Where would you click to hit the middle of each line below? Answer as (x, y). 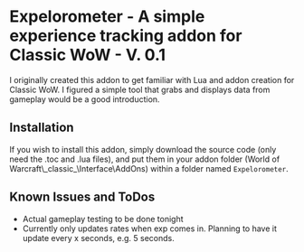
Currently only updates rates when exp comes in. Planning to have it (150, 229)
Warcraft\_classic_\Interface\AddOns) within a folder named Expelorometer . (149, 168)
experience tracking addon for (126, 36)
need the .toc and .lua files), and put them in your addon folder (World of (145, 159)
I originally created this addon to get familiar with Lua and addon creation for (152, 79)
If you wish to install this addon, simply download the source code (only (143, 149)
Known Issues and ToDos (82, 197)
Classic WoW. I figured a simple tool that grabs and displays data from (140, 89)
